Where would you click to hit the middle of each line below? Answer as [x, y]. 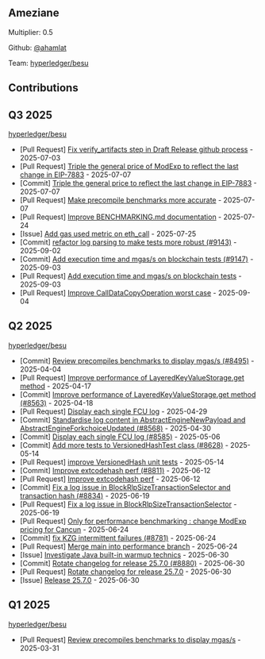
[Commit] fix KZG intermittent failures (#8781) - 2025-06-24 [118, 538]
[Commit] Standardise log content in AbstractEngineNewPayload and [132, 419]
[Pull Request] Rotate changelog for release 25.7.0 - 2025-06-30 [125, 572]
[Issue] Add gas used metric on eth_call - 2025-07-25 [108, 234]
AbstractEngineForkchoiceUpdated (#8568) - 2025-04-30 [115, 428]
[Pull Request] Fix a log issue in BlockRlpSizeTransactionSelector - [128, 504]
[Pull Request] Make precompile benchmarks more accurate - [121, 200]
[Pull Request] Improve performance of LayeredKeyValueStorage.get [132, 377]
